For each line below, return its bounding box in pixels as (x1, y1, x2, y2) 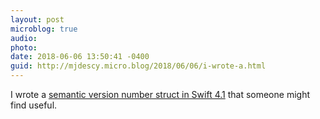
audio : (10, 33, 38, 43)
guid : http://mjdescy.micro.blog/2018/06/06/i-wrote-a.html (10, 61, 267, 71)
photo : (10, 42, 38, 53)
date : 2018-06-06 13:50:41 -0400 (10, 52, 150, 62)
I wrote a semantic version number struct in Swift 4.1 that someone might (10, 89, 310, 100)
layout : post (10, 14, 65, 25)
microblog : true (10, 24, 78, 34)
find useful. (10, 99, 58, 111)
